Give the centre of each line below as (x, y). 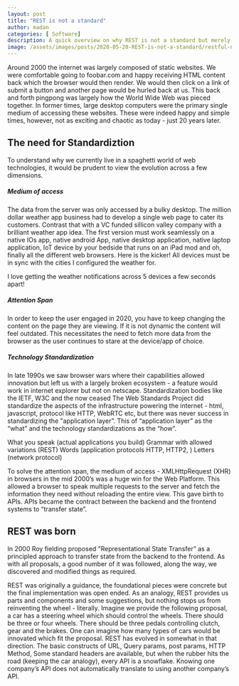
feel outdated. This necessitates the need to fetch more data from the (109, 333)
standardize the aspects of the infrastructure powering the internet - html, (116, 405)
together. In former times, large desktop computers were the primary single (118, 105)
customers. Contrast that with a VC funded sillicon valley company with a (115, 225)
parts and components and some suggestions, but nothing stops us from (114, 600)
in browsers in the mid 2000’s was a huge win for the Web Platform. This (114, 478)
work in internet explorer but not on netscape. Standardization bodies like (115, 390)
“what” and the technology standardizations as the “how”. (92, 428)
